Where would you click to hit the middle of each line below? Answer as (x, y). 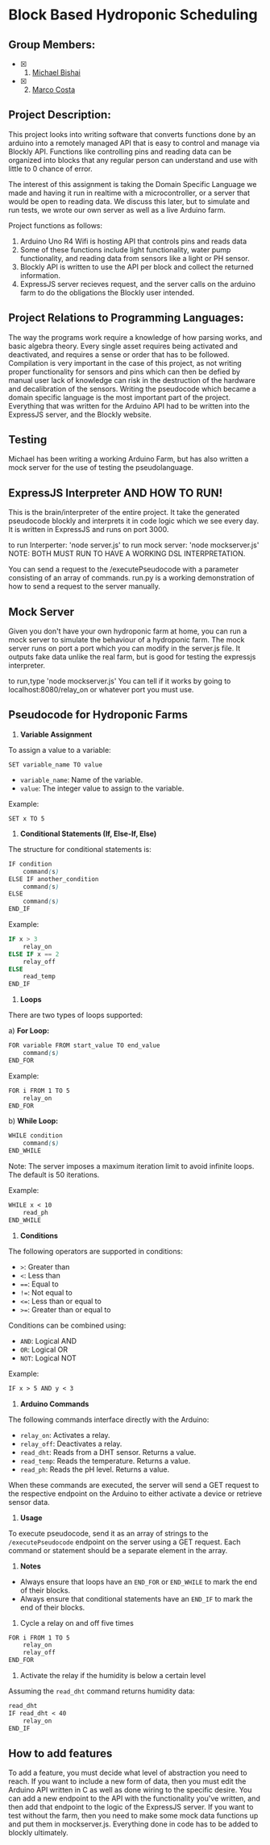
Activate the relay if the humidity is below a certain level (113, 1675)
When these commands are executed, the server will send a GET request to (134, 1485)
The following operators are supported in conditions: (96, 1251)
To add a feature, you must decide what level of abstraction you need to (128, 1773)
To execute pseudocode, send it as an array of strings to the (108, 1533)
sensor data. (29, 1502)
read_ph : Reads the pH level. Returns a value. (95, 1469)
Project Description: (60, 115)
